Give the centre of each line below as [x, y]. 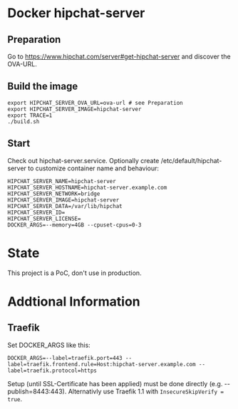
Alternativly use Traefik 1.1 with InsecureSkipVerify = [146, 391]
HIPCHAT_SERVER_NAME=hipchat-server [62, 181]
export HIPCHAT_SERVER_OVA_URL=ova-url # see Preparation [95, 103]
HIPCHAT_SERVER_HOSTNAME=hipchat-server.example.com [87, 187]
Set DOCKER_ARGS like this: [49, 345]
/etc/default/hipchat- [191, 160]
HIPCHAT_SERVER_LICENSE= [44, 219]
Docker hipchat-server [76, 13]
